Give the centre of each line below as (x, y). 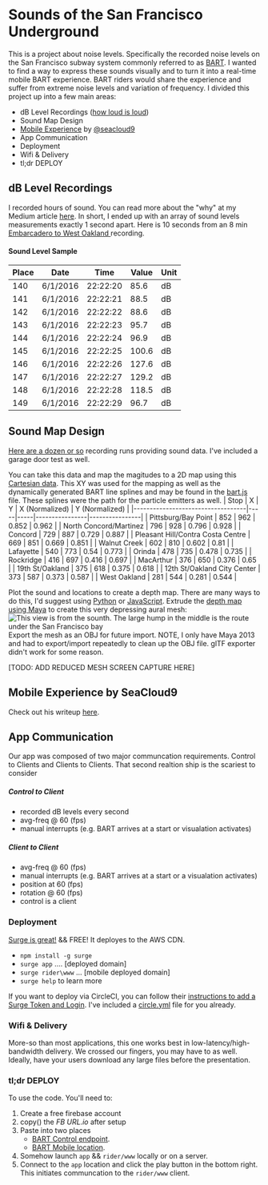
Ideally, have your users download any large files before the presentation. (129, 1059)
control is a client (48, 902)
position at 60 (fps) (52, 884)
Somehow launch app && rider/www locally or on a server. (114, 1156)
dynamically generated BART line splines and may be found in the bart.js (128, 492)
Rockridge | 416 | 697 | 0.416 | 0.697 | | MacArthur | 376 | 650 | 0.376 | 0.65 (133, 560)
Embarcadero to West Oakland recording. (77, 233)
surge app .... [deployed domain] (73, 963)
